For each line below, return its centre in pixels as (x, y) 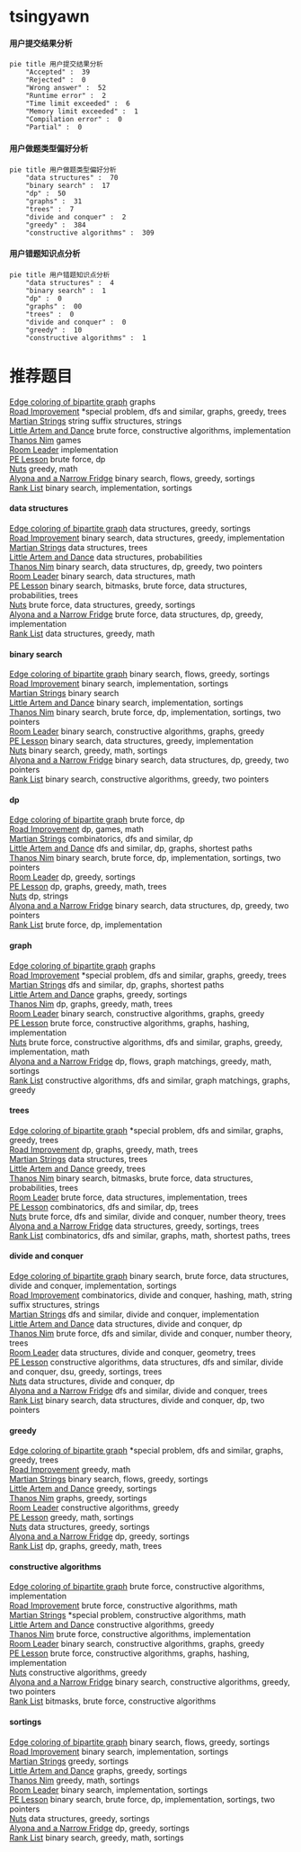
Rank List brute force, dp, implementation (86, 925)
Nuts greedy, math (44, 469)
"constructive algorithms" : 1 (86, 338)
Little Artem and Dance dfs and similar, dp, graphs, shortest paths (131, 848)
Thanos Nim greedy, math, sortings (75, 1780)
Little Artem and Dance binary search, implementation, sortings (127, 702)
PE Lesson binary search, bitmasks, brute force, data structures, (128, 586)
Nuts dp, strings (39, 896)
